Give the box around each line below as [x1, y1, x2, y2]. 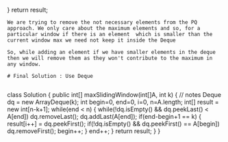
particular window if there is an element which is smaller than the [7, 31, 213, 38]
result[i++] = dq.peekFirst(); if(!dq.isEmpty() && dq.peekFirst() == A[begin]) [7, 119, 220, 128]
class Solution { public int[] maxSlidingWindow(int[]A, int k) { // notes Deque [7, 91, 221, 98]
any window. [7, 61, 41, 68]
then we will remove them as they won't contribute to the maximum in [7, 55, 213, 61]
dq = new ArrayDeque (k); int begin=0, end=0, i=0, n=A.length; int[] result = [7, 98, 219, 106]
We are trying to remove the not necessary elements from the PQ [7, 19, 197, 26]
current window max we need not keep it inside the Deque [7, 37, 176, 44]
